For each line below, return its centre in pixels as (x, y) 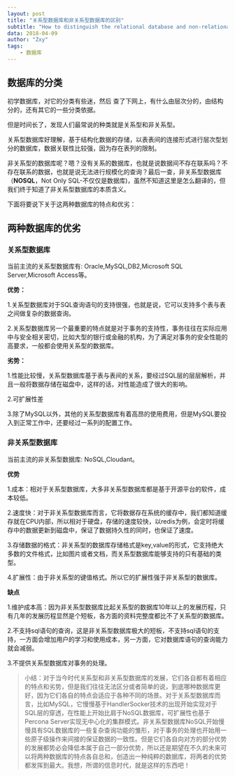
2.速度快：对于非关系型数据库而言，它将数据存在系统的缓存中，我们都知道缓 (117, 512)
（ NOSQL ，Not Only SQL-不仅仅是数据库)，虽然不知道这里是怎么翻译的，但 (116, 180)
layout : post (26, 14)
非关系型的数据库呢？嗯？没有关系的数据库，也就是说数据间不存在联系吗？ (114, 163)
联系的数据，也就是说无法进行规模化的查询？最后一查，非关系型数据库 (120, 171)
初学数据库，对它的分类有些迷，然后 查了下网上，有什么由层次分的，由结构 (115, 101)
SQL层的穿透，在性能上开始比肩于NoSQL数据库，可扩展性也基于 (117, 712)
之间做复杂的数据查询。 (41, 314)
